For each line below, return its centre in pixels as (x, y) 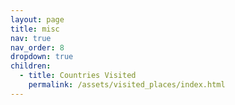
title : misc (35, 29)
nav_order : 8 (37, 47)
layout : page (37, 19)
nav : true (31, 38)
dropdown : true (42, 57)
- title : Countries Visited (78, 76)
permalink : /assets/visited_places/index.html (127, 85)
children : (31, 66)
